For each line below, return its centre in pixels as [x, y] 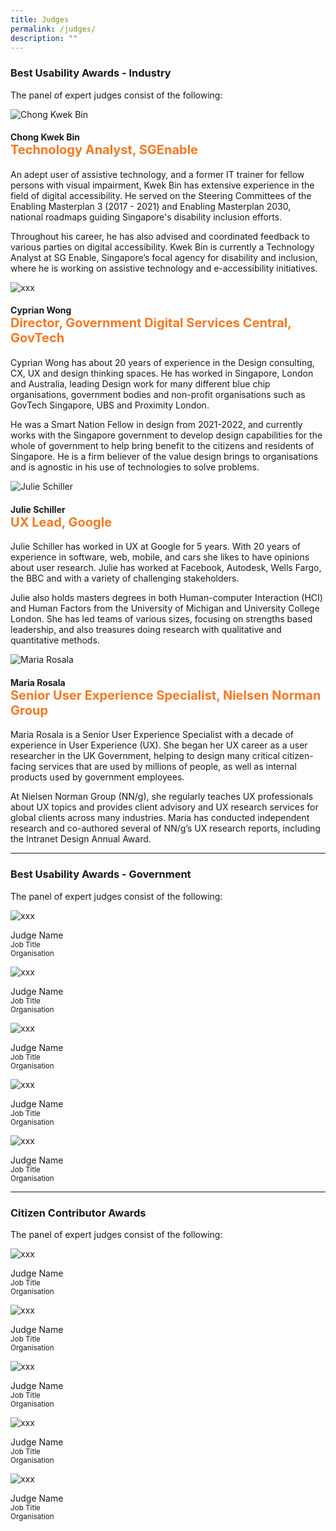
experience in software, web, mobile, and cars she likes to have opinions [160, 557]
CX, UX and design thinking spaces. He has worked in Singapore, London [162, 373]
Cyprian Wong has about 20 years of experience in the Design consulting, [162, 363]
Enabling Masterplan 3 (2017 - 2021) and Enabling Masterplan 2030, [151, 206]
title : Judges [40, 19]
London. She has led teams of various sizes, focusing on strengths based [161, 619]
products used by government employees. [97, 777]
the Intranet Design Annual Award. [81, 839]
